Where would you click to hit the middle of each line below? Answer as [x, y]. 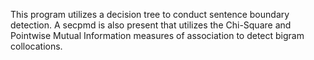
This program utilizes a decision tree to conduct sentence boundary [150, 14]
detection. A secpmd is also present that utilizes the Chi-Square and [151, 25]
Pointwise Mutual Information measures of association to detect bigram [157, 35]
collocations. [36, 46]
